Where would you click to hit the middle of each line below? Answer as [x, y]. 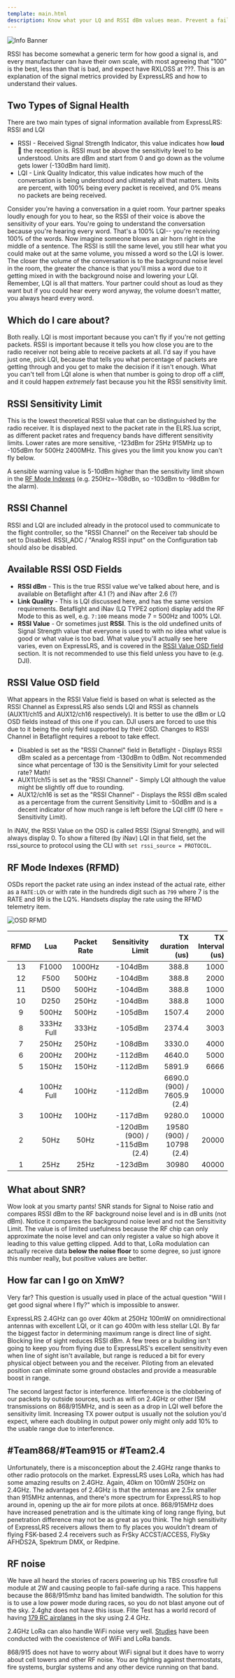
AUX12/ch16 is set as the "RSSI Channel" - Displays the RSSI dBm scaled [122, 795]
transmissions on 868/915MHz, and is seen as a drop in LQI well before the [115, 1406]
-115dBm [132, 1145]
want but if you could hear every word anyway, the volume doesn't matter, [114, 291]
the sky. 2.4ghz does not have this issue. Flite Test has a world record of [112, 1610]
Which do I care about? [59, 320]
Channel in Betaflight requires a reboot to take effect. [84, 736]
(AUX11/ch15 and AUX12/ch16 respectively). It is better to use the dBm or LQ [116, 714]
